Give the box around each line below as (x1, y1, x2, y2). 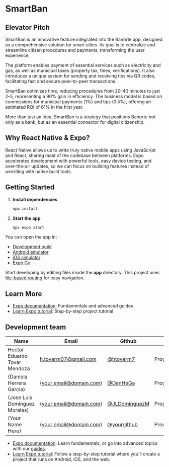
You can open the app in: (5, 234, 57, 240)
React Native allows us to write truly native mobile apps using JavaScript (5, 147, 156, 153)
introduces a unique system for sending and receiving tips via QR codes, (5, 73, 156, 79)
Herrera (8, 379, 26, 386)
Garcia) (8, 386, 25, 393)
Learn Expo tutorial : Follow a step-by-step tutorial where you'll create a (12, 451, 160, 457)
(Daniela (8, 373, 28, 380)
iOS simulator (12, 255, 41, 261)
